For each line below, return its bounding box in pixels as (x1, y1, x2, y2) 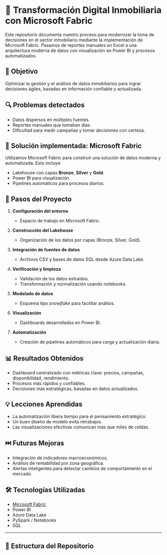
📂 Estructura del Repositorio (5, 542, 94, 550)
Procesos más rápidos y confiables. (12, 380, 86, 386)
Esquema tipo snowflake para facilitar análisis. (19, 300, 115, 306)
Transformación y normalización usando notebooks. (19, 281, 127, 287)
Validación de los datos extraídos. (19, 276, 89, 282)
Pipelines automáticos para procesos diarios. (12, 181, 105, 186)
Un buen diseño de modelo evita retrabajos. (12, 418, 102, 424)
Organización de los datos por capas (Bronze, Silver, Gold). (19, 237, 142, 243)
